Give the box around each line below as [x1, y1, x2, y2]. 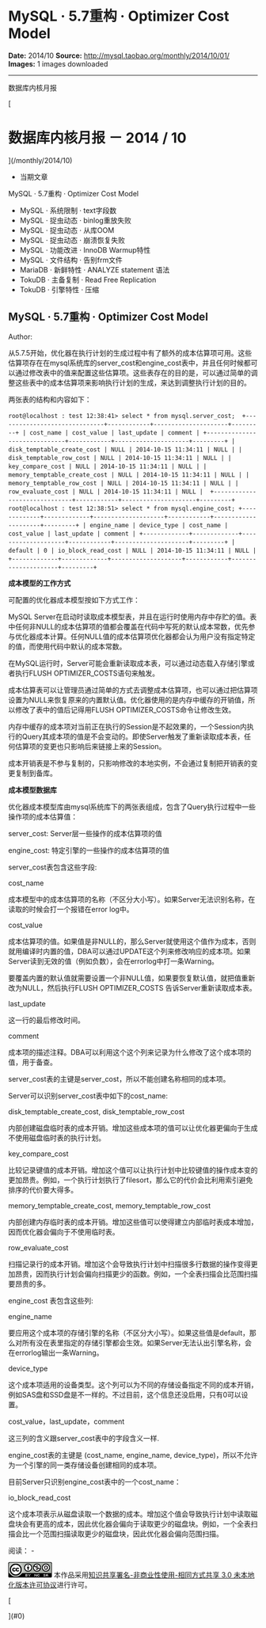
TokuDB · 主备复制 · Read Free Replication [19, 275, 157, 284]
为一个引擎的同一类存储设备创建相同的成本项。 [8, 1460, 161, 1470]
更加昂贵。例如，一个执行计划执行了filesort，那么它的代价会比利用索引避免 [8, 1175, 253, 1185]
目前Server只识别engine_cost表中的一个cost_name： [8, 1477, 182, 1486]
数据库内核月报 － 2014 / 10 [8, 129, 187, 147]
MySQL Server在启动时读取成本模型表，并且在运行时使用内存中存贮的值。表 [8, 611, 257, 622]
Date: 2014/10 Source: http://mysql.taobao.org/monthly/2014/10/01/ [8, 51, 230, 60]
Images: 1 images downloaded [8, 59, 108, 68]
